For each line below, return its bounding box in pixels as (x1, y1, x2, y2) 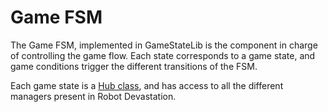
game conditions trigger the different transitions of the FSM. (10, 60, 258, 72)
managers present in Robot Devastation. (10, 90, 177, 102)
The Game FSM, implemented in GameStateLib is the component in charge (10, 39, 318, 51)
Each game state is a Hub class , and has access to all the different (10, 79, 284, 91)
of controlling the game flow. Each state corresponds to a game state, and (10, 49, 316, 61)
